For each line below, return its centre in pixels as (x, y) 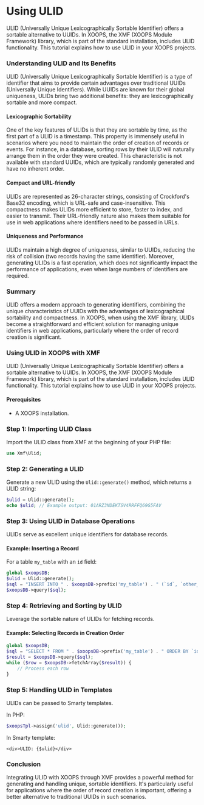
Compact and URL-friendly (41, 183)
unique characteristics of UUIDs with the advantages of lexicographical (95, 311)
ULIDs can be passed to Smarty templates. (60, 703)
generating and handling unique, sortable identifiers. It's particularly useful (100, 784)
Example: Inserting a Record (42, 548)
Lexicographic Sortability (39, 116)
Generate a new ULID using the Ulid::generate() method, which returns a (99, 482)
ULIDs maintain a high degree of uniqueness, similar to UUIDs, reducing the (101, 250)
